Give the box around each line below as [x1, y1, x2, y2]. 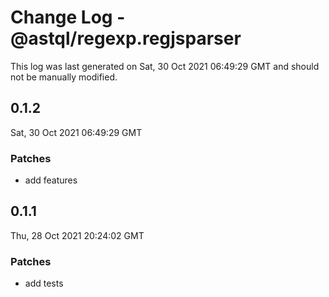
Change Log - [10, 6, 126, 29]
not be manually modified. [10, 71, 118, 83]
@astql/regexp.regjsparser [10, 27, 242, 50]
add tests [24, 277, 64, 290]
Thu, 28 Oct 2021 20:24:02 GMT [10, 229, 145, 241]
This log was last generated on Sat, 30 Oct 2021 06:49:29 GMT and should [10, 60, 320, 72]
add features [24, 174, 78, 186]
